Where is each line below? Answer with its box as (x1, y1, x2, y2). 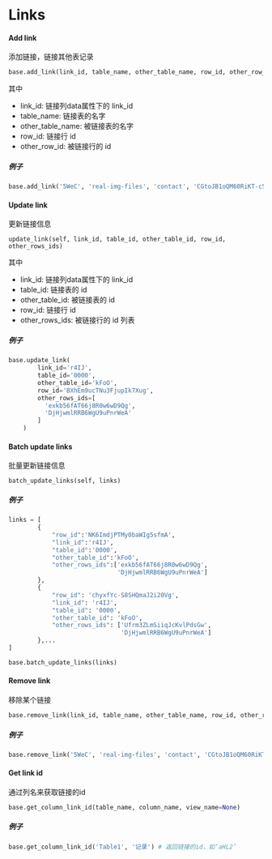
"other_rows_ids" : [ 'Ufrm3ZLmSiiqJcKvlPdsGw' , (51, 622, 212, 630)
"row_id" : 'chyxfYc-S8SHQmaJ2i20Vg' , (51, 591, 180, 599)
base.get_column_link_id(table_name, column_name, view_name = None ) (8, 803, 241, 811)
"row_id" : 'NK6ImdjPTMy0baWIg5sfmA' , (51, 531, 176, 539)
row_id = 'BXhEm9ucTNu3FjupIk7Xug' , (37, 387, 154, 395)
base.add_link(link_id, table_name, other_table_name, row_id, (8, 68, 227, 76)
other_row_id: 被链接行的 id (19, 142, 112, 152)
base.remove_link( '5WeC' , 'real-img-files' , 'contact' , (8, 750, 201, 759)
